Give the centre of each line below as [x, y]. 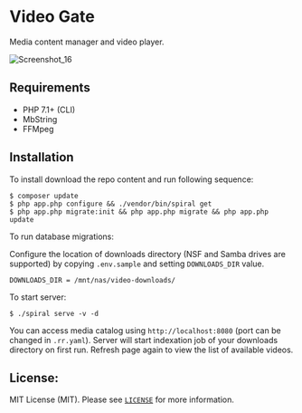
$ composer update [44, 196]
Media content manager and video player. [87, 42]
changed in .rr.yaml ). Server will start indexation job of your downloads [144, 340]
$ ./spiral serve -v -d [54, 313]
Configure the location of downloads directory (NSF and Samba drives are [148, 254]
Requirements [50, 88]
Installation [42, 157]
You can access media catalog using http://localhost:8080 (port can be [146, 330]
